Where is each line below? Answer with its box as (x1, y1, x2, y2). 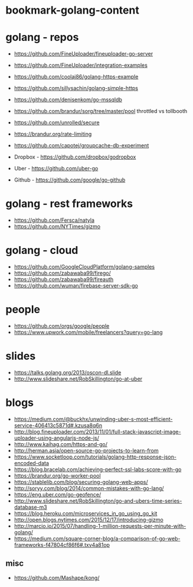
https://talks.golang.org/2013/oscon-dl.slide (14, 369, 122, 376)
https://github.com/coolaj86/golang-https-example (14, 73, 139, 80)
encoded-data (14, 459, 50, 466)
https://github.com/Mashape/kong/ (14, 574, 100, 581)
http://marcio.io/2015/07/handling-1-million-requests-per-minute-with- (14, 522, 187, 530)
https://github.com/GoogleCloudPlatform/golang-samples (14, 263, 155, 270)
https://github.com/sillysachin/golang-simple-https (14, 85, 139, 92)
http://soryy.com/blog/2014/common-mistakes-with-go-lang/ (14, 485, 164, 492)
